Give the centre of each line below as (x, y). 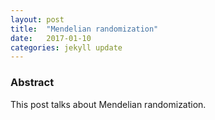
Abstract (32, 83)
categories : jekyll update (66, 47)
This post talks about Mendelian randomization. (108, 104)
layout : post (37, 19)
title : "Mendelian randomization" (84, 29)
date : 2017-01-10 (51, 38)
